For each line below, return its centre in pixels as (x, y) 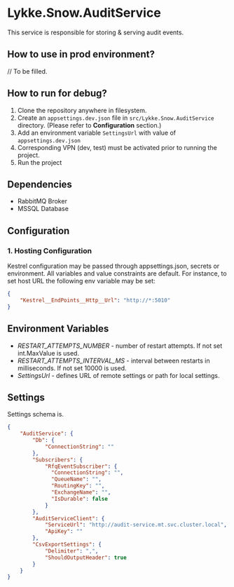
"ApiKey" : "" (63, 532)
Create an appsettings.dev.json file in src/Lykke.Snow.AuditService (116, 118)
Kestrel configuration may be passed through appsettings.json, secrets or (113, 266)
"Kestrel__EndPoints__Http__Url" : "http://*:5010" (95, 300)
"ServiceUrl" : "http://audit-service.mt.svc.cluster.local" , (136, 525)
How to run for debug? (57, 94)
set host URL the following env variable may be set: (81, 281)
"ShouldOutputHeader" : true (86, 558)
